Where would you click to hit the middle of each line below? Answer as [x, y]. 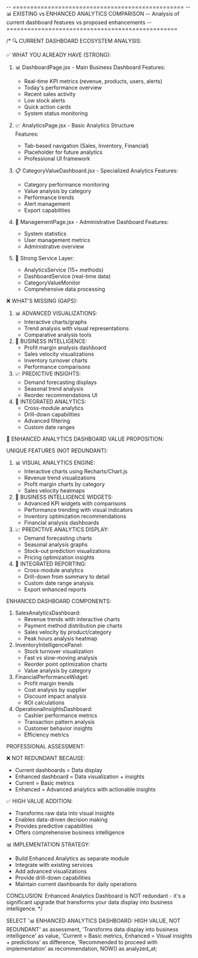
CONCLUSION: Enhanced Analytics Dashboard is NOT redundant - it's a [96, 896]
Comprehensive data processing [65, 289]
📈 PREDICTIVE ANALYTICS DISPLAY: [62, 529]
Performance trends [49, 197]
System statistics [45, 234]
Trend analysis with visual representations [76, 328]
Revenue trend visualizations [60, 478]
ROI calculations [44, 703]
